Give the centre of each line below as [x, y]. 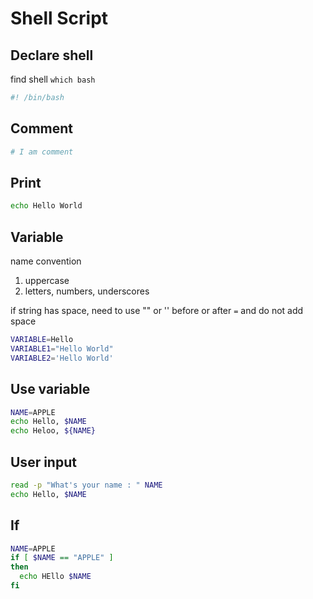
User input [43, 462]
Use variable [50, 389]
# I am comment [42, 152]
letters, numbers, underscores [87, 291]
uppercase [47, 281]
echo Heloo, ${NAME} [53, 431]
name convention [46, 261]
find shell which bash [53, 79]
